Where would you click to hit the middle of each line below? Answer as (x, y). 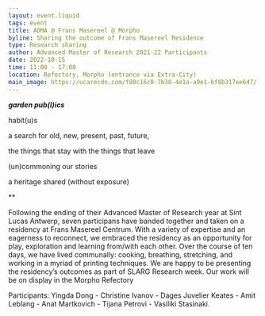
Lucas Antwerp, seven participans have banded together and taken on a (126, 221)
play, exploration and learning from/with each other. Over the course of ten (131, 246)
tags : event (28, 23)
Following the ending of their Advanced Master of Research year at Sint (125, 212)
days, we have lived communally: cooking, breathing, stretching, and (120, 254)
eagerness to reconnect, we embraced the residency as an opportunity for (130, 237)
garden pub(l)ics (36, 105)
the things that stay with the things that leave (82, 151)
